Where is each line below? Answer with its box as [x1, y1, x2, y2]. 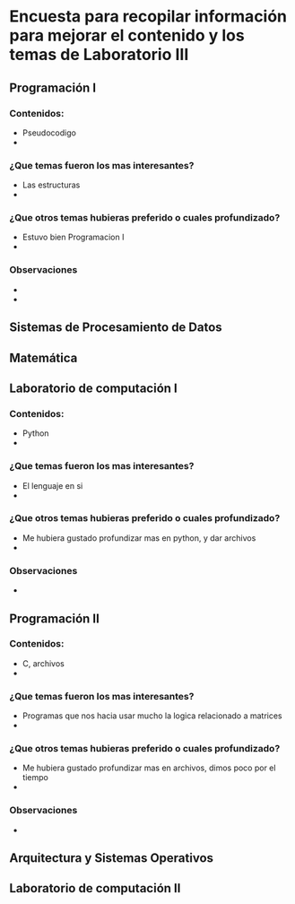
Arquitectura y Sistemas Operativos [9, 850, 213, 866]
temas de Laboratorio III [9, 45, 189, 65]
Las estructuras [22, 179, 81, 190]
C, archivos [22, 657, 65, 669]
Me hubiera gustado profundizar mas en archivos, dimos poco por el [22, 762, 276, 773]
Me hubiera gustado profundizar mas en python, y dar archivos [22, 532, 256, 543]
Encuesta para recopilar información [9, 6, 288, 27]
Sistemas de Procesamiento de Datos [9, 320, 222, 335]
